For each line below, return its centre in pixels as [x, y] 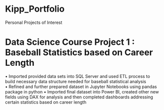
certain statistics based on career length [46, 102]
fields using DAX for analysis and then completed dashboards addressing [79, 97]
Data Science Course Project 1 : [70, 42]
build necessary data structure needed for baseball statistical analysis [76, 81]
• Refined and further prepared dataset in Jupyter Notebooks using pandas [81, 87]
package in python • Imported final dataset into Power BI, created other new [82, 92]
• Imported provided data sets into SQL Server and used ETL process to [78, 76]
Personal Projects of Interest [34, 22]
